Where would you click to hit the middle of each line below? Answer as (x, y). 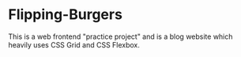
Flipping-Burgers (65, 15)
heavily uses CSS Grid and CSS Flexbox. (74, 44)
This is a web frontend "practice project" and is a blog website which (120, 36)
